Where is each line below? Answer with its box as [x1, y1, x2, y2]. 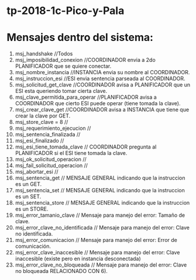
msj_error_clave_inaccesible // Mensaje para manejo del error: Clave [15, 249, 180, 256]
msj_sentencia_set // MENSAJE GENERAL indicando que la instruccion [15, 187, 185, 194]
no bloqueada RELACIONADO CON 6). [15, 268, 108, 275]
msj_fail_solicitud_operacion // [15, 162, 88, 169]
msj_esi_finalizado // [15, 137, 64, 144]
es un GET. [15, 181, 42, 188]
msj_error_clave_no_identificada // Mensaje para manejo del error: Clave [15, 224, 190, 231]
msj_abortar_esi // [15, 168, 59, 175]
